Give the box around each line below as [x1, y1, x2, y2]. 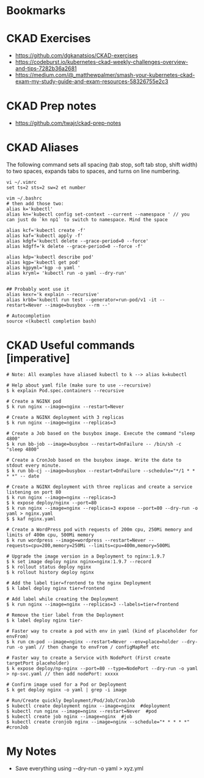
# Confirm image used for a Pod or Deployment [6, 682, 127, 688]
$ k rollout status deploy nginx [6, 564, 92, 570]
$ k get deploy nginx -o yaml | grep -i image [6, 686, 127, 693]
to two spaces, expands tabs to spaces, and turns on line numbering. [6, 167, 181, 175]
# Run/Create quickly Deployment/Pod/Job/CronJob [6, 697, 136, 703]
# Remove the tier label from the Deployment [6, 612, 124, 618]
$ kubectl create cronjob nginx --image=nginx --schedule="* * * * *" [6, 719, 190, 725]
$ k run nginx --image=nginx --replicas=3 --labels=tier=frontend [6, 601, 179, 608]
